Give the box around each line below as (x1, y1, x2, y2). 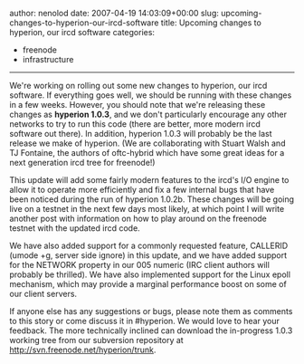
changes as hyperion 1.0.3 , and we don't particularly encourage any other (9, 109, 288, 120)
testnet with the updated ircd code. (9, 223, 140, 234)
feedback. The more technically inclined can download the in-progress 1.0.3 (9, 325, 293, 336)
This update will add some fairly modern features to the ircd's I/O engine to (9, 175, 290, 185)
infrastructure (22, 54, 74, 64)
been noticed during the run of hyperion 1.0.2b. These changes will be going (9, 194, 295, 205)
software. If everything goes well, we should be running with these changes (9, 90, 292, 101)
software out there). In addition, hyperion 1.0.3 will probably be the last (9, 129, 273, 139)
